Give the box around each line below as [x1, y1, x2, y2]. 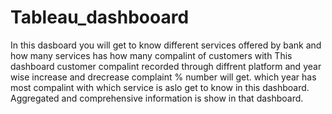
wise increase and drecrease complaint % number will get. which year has [10, 71, 317, 83]
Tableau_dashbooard [10, 6, 190, 29]
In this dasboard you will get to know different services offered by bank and [10, 39, 322, 51]
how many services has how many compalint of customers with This [10, 49, 293, 61]
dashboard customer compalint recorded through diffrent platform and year [10, 60, 322, 72]
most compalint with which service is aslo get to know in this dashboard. [10, 81, 310, 93]
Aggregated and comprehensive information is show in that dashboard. [10, 92, 304, 104]
